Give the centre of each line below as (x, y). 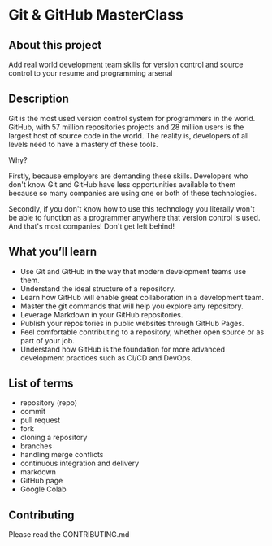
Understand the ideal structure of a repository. (98, 288)
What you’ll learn (53, 252)
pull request (40, 420)
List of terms (41, 384)
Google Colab (43, 489)
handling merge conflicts (62, 455)
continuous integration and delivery (80, 463)
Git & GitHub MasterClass (96, 15)
